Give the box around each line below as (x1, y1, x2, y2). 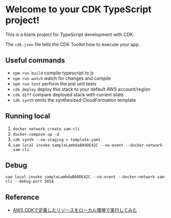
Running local (5, 112, 50, 121)
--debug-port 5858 (14, 179, 54, 184)
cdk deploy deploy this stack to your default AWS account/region (12, 86, 150, 92)
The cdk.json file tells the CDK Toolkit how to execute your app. (5, 41, 140, 47)
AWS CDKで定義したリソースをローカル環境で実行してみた (12, 207, 137, 213)
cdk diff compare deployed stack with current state (12, 91, 124, 98)
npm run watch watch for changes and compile (12, 75, 111, 81)
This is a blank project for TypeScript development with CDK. (5, 31, 135, 37)
